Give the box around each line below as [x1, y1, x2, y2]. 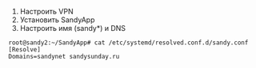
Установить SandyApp [19, 15, 95, 25]
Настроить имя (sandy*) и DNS [19, 24, 126, 32]
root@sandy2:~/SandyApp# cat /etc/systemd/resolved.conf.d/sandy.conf [8, 39, 249, 47]
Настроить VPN [19, 7, 74, 16]
